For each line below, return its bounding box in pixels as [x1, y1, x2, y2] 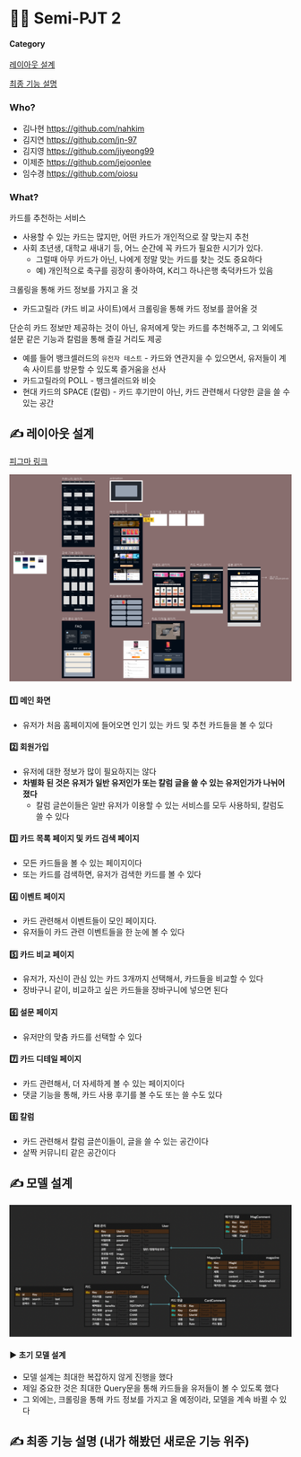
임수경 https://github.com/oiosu [21, 168, 139, 179]
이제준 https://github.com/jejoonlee [21, 156, 152, 167]
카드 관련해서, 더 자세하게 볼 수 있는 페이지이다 [21, 1077, 185, 1089]
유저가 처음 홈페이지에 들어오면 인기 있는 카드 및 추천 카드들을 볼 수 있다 [21, 719, 273, 730]
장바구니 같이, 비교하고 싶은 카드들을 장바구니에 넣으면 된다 [21, 985, 228, 996]
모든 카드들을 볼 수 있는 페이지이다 [21, 857, 142, 869]
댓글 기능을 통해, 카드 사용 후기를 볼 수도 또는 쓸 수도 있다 [21, 1089, 223, 1100]
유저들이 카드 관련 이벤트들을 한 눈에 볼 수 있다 [21, 926, 185, 937]
